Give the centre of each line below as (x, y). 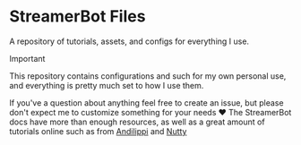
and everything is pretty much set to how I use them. (107, 85)
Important (27, 58)
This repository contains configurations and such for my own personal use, (148, 76)
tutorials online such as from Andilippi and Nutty (98, 131)
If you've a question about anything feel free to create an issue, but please (146, 102)
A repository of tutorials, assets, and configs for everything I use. (129, 41)
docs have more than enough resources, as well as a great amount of (138, 122)
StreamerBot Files (77, 17)
